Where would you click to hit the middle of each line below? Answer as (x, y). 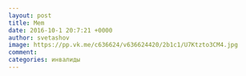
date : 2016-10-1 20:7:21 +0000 (60, 30)
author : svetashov (39, 38)
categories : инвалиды (44, 60)
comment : (23, 52)
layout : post (30, 15)
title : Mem (26, 23)
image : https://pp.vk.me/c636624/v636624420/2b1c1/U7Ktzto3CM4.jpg (123, 45)
